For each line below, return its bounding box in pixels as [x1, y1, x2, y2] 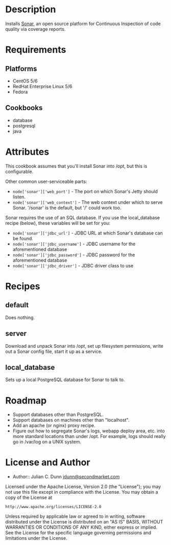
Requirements [5, 44, 66, 56]
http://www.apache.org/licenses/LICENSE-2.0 [5, 505, 102, 510]
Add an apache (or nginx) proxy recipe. [12, 423, 95, 429]
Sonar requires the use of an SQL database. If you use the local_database [5, 214, 160, 221]
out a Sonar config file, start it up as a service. [5, 348, 103, 354]
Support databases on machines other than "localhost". [12, 417, 130, 423]
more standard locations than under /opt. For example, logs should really [12, 433, 166, 439]
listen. [12, 194, 26, 200]
